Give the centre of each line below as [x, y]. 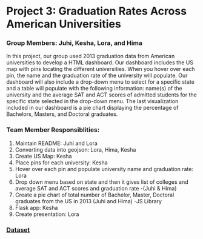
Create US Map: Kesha [43, 156]
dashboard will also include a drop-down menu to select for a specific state [101, 82]
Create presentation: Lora [47, 214]
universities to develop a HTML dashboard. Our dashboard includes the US [100, 62]
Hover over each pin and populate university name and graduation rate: [104, 169]
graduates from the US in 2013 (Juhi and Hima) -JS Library [88, 201]
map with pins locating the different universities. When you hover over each [101, 69]
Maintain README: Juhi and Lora [56, 143]
